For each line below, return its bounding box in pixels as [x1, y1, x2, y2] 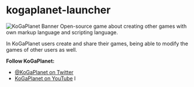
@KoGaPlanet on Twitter [14, 68, 74, 75]
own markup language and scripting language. [6, 28, 119, 35]
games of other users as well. [6, 46, 78, 53]
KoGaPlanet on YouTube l [14, 75, 76, 82]
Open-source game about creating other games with [60, 23, 187, 30]
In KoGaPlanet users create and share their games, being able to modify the [6, 40, 189, 47]
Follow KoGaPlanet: [6, 57, 55, 64]
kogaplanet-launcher [6, 3, 111, 17]
